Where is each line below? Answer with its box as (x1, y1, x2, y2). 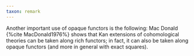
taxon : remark (6, 8, 41, 15)
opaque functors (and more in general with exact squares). (6, 43, 148, 50)
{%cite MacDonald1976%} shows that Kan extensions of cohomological (6, 30, 179, 38)
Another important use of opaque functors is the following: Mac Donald (6, 24, 178, 32)
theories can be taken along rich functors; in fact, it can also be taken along (6, 37, 189, 44)
